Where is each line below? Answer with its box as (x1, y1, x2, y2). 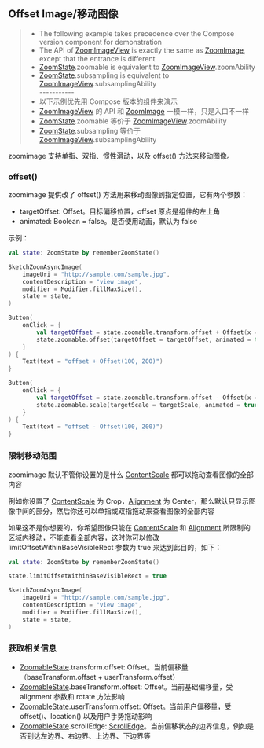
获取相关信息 (8, 643, 57, 654)
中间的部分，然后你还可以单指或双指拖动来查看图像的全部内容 (14, 506, 214, 515)
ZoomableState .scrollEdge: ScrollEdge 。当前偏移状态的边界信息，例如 (19, 721, 247, 731)
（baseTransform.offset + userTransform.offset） (19, 672, 180, 681)
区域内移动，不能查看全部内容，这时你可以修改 (8, 533, 159, 542)
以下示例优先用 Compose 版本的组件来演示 (38, 97, 178, 106)
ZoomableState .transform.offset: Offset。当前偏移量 (19, 662, 189, 672)
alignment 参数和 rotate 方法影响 (19, 691, 125, 701)
